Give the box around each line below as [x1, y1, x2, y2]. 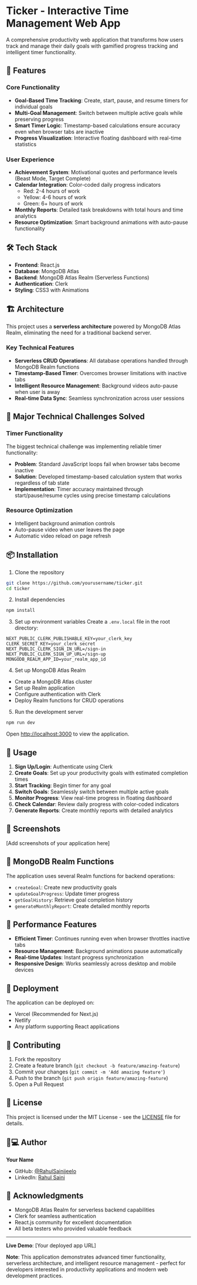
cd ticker [6, 585, 30, 591]
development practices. [6, 1272, 63, 1279]
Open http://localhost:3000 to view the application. [6, 730, 130, 737]
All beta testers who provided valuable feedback [14, 1225, 132, 1232]
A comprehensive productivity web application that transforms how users [6, 36, 184, 43]
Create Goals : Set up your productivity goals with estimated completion [14, 769, 188, 776]
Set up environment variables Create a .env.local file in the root [14, 618, 170, 625]
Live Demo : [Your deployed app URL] [6, 1242, 97, 1249]
